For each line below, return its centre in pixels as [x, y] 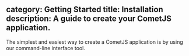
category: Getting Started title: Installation [85, 10]
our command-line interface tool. [46, 48]
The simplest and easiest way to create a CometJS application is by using [95, 42]
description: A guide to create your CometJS [89, 19]
